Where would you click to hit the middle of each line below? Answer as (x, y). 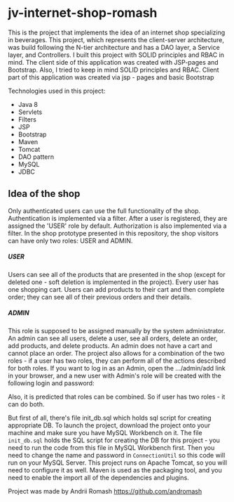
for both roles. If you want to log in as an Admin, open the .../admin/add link (117, 368)
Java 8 (28, 104)
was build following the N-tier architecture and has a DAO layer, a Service (114, 47)
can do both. (26, 404)
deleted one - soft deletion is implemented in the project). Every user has (113, 282)
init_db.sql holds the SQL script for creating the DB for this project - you (114, 440)
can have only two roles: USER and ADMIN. (70, 240)
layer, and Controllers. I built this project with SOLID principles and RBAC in (116, 55)
